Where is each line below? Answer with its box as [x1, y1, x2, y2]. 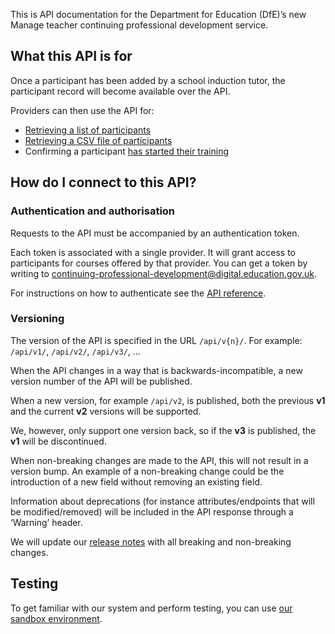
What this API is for [10, 48, 133, 65]
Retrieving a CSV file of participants [24, 134, 173, 146]
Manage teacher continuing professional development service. [10, 19, 269, 31]
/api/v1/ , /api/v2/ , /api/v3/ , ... [10, 345, 141, 357]
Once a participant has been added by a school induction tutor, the [10, 74, 286, 86]
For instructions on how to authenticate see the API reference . [10, 287, 267, 299]
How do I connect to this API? [10, 174, 197, 191]
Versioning [10, 312, 65, 326]
